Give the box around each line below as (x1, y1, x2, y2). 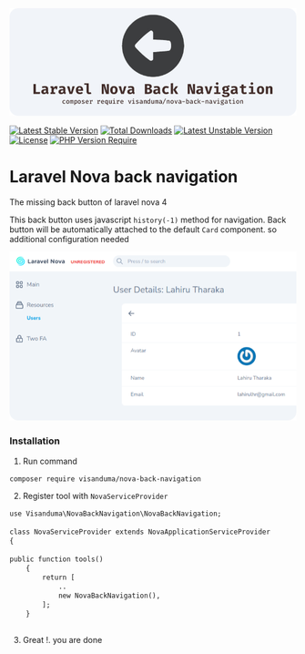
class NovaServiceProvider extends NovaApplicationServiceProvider (9, 527, 271, 536)
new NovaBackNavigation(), (57, 591, 161, 600)
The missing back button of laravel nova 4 (9, 196, 168, 208)
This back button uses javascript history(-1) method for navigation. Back (9, 214, 287, 225)
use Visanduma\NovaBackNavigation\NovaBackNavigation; (9, 509, 222, 518)
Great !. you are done (22, 634, 103, 645)
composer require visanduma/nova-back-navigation (9, 474, 202, 484)
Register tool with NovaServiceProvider (22, 490, 168, 501)
